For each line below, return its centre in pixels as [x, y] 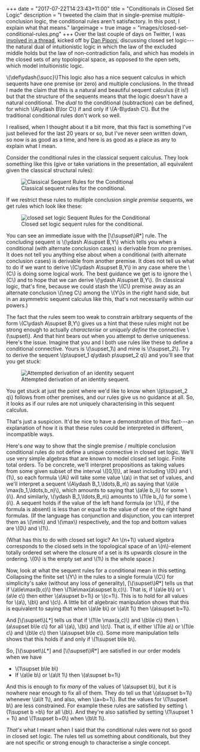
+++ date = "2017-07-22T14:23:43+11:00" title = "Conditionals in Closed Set [100, 9]
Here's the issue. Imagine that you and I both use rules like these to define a [99, 342]
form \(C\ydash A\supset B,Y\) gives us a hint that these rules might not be [98, 323]
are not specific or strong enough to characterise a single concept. [88, 742]
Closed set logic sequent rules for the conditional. [82, 224]
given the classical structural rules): [50, 170]
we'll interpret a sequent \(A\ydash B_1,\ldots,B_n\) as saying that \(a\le [93, 484]
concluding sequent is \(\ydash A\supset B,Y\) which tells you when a [91, 242]
